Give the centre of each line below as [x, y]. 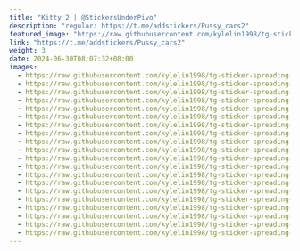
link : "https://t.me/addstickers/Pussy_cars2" [97, 42]
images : [24, 68]
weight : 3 [28, 51]
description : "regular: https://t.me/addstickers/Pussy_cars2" [129, 26]
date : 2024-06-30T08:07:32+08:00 [71, 59]
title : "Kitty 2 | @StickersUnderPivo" [83, 17]
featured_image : [39, 34]
